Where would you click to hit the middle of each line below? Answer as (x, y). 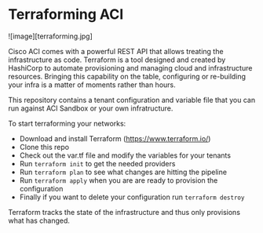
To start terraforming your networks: (67, 123)
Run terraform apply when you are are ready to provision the (119, 180)
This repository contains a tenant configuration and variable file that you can (132, 100)
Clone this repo (44, 147)
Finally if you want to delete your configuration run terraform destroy (132, 197)
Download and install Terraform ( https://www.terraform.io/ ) (115, 138)
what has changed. (39, 220)
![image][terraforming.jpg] (50, 36)
